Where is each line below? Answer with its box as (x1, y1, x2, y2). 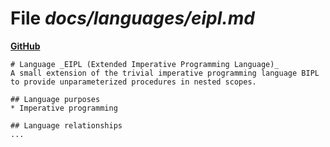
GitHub (10, 40, 41, 52)
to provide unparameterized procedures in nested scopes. (10, 77, 257, 87)
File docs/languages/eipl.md (10, 7, 255, 30)
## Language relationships (10, 120, 123, 131)
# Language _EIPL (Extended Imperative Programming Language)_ (10, 59, 280, 69)
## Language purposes (10, 94, 101, 104)
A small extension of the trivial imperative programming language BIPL (10, 68, 320, 78)
